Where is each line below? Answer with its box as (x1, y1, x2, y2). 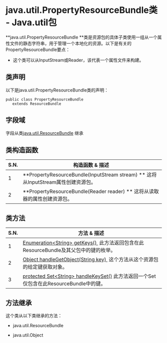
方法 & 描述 (78, 230, 105, 237)
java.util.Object (12, 332, 44, 338)
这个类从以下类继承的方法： (5, 313, 62, 318)
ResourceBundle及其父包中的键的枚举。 (22, 247, 116, 254)
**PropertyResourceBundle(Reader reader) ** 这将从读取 (22, 188, 159, 195)
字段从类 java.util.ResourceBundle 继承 (5, 130, 84, 136)
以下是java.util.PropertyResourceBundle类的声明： (5, 87, 109, 93)
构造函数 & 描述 (73, 162, 110, 169)
